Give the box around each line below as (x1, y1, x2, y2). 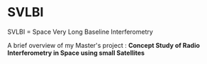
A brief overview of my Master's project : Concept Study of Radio (7, 41, 201, 49)
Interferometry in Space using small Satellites (7, 49, 145, 57)
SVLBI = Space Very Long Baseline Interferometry (7, 27, 154, 36)
